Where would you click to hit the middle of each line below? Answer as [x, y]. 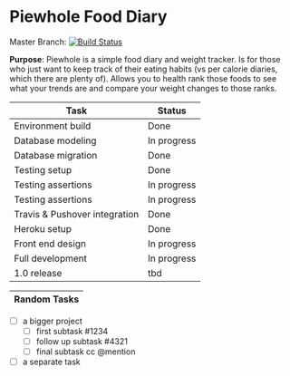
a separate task [51, 362]
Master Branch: [38, 42]
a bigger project [53, 321]
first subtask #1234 [72, 331]
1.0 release [38, 273]
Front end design [50, 244]
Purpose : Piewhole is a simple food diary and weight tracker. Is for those [145, 59]
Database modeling [55, 140]
